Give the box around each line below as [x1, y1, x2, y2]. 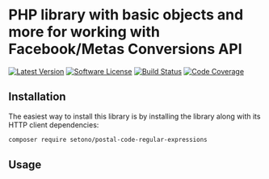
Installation [8, 90, 66, 104]
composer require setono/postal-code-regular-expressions [8, 135, 208, 144]
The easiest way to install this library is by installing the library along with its [8, 111, 261, 121]
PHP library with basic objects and [8, 6, 244, 24]
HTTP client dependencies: [8, 119, 99, 130]
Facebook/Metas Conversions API [8, 40, 242, 58]
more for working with [8, 23, 160, 41]
